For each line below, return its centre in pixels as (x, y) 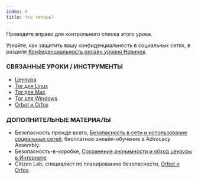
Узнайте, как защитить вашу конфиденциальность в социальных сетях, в (98, 45)
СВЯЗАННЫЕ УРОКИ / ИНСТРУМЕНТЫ (64, 67)
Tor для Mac (30, 92)
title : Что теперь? (30, 17)
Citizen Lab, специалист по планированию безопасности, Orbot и (97, 164)
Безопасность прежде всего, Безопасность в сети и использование (101, 132)
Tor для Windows (36, 98)
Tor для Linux (31, 85)
